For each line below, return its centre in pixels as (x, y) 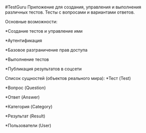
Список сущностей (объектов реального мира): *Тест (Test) (68, 78)
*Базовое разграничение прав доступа (46, 50)
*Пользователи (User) (28, 125)
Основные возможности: (31, 22)
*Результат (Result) (25, 116)
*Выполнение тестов (27, 59)
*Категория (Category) (29, 106)
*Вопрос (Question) (26, 88)
